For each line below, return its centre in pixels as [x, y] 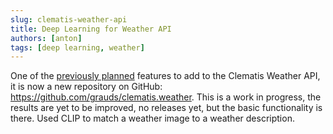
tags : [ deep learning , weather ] [77, 47]
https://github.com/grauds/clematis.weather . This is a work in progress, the [166, 97]
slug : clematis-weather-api [69, 19]
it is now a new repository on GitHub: [86, 87]
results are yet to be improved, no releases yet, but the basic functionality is [166, 108]
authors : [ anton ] [46, 38]
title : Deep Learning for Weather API [91, 29]
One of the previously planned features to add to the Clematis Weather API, [165, 76]
